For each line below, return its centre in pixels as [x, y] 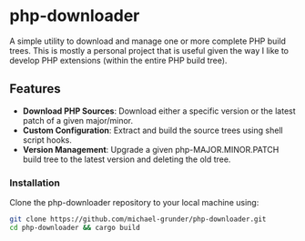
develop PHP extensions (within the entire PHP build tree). [118, 60]
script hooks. [47, 140]
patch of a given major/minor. [78, 120]
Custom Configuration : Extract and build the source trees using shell [153, 130]
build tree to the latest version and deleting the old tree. [127, 159]
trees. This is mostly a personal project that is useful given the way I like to [149, 50]
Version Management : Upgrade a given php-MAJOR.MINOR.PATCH [151, 149]
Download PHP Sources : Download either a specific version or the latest [159, 111]
